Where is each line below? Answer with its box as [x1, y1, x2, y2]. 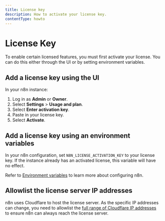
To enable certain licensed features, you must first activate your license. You [5, 54, 161, 60]
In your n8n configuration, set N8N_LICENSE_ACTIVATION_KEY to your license [5, 152, 155, 158]
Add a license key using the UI [5, 74, 99, 82]
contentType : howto [5, 16, 45, 21]
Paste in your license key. [12, 112, 64, 118]
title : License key [5, 7, 45, 12]
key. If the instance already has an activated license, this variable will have [5, 157, 156, 163]
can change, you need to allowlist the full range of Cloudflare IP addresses [5, 205, 157, 211]
